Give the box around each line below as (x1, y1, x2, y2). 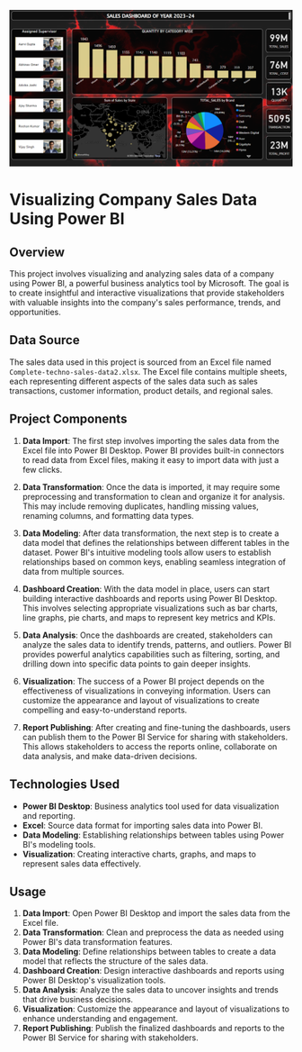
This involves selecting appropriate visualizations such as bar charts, (22, 603, 279, 613)
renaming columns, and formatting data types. (22, 510, 195, 521)
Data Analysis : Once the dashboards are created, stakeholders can (22, 630, 273, 640)
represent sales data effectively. (22, 857, 142, 869)
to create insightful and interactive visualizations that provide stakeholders (9, 287, 285, 298)
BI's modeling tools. (22, 839, 96, 849)
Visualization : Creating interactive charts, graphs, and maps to (22, 848, 256, 859)
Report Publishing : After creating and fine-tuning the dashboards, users (22, 721, 291, 732)
